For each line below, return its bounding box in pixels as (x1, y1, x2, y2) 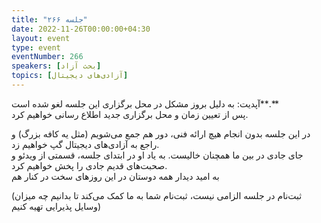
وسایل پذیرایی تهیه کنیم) (11, 200, 102, 212)
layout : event (11, 33, 71, 43)
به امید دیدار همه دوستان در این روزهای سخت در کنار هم (11, 170, 220, 182)
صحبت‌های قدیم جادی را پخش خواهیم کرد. (11, 159, 168, 171)
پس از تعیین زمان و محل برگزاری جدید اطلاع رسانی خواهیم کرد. (11, 108, 249, 120)
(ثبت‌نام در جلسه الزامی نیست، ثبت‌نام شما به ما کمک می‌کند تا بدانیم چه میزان (11, 189, 303, 201)
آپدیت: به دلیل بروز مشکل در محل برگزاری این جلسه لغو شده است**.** (11, 97, 279, 110)
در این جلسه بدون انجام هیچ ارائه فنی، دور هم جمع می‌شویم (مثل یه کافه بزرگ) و (11, 127, 311, 140)
